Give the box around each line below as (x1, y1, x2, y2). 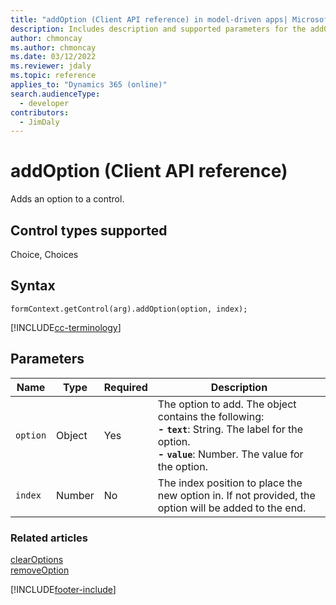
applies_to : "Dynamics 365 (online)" (10, 80, 168, 90)
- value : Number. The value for (157, 447, 304, 461)
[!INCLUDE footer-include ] (10, 583, 117, 595)
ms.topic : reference (10, 71, 97, 81)
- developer (19, 98, 70, 108)
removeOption (10, 564, 70, 576)
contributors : (10, 107, 70, 118)
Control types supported (10, 222, 168, 239)
